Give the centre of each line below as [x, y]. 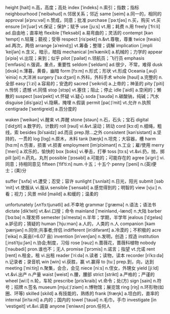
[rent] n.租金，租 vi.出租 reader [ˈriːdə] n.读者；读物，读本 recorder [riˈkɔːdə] [84, 255]
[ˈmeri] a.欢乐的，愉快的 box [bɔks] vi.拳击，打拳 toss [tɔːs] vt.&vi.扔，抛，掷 [85, 151]
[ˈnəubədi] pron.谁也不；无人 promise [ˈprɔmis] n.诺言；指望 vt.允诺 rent [80, 249]
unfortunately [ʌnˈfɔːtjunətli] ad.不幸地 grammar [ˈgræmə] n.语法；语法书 [81, 205]
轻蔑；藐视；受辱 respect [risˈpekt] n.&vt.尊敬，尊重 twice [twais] [93, 39]
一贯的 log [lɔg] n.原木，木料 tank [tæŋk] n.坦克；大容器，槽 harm [87, 139]
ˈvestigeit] [15, 306]
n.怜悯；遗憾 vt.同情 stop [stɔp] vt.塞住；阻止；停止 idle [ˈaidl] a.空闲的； [81, 90]
